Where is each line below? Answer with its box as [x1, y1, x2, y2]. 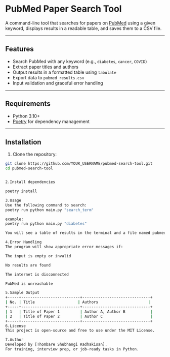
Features [5, 45, 34, 53]
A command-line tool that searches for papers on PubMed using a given [5, 20, 156, 26]
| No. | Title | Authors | [5, 300, 151, 305]
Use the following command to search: [5, 202, 87, 207]
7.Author [5, 337, 24, 342]
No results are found [5, 262, 51, 267]
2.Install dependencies [5, 180, 56, 185]
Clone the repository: [12, 151, 57, 158]
